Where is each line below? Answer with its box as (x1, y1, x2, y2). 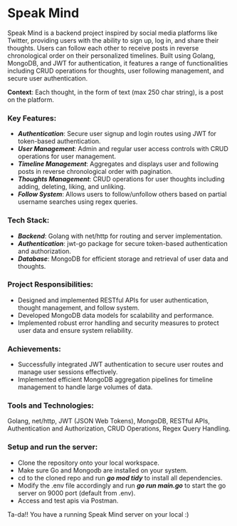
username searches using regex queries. (17, 197, 138, 206)
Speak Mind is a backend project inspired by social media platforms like (7, 29, 218, 37)
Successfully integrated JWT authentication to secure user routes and (17, 360, 224, 368)
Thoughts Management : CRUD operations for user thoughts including (17, 175, 225, 183)
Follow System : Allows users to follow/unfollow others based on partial (17, 190, 227, 199)
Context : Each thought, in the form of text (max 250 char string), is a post (7, 88, 224, 96)
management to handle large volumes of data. (17, 383, 153, 391)
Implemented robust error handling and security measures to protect (17, 319, 219, 327)
